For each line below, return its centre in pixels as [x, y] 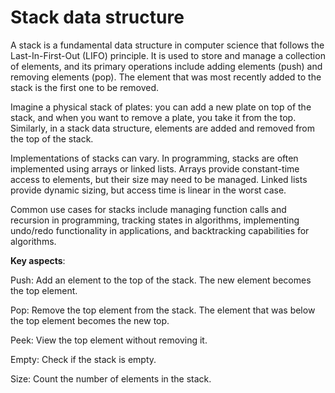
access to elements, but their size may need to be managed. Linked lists [159, 179]
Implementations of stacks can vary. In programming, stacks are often [154, 158]
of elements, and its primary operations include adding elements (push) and [166, 66]
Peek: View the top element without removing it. [109, 340]
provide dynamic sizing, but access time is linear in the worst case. [148, 190]
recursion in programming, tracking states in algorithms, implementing [155, 220]
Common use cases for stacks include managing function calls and [148, 209]
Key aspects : [38, 260]
